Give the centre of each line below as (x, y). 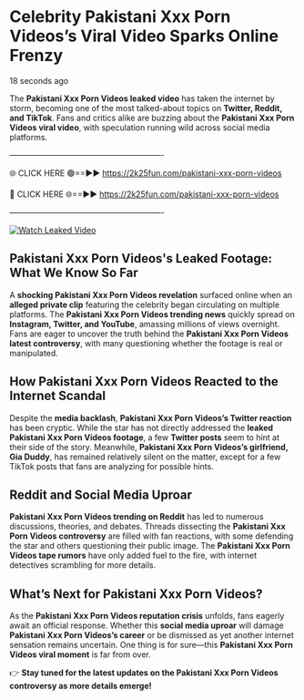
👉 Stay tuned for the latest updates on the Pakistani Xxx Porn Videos (144, 673)
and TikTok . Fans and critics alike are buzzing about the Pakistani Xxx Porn (152, 118)
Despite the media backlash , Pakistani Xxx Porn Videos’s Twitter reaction (151, 417)
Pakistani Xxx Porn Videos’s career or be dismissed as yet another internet (152, 635)
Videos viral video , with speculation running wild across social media (140, 127)
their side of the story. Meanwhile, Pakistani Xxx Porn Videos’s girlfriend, (149, 447)
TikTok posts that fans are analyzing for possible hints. (111, 466)
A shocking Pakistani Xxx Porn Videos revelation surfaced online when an (151, 294)
